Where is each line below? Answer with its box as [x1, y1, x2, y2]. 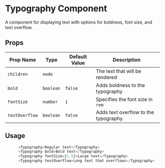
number [42, 99, 58, 105]
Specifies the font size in [95, 96, 153, 103]
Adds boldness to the [95, 82, 145, 88]
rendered [95, 74, 117, 81]
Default [69, 53, 87, 60]
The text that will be [95, 67, 141, 74]
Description [112, 56, 141, 63]
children [7, 71, 28, 77]
